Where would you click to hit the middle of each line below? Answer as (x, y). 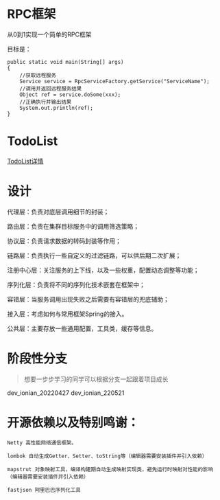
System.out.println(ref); (57, 108)
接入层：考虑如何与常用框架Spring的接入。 (68, 314)
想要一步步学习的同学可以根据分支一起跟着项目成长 (96, 379)
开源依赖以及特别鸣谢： (73, 422)
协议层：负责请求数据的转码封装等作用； (64, 240)
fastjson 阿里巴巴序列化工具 (44, 490)
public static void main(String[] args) (66, 62)
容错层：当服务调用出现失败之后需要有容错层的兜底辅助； (88, 299)
